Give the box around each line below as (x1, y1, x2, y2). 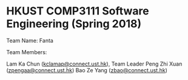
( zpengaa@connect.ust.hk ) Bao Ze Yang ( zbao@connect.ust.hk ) (6, 66, 168, 73)
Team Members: (6, 48, 47, 55)
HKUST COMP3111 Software (6, 4, 150, 18)
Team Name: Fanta (6, 37, 53, 44)
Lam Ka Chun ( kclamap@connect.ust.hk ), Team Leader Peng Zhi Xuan (6, 60, 183, 67)
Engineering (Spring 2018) (6, 17, 142, 31)
